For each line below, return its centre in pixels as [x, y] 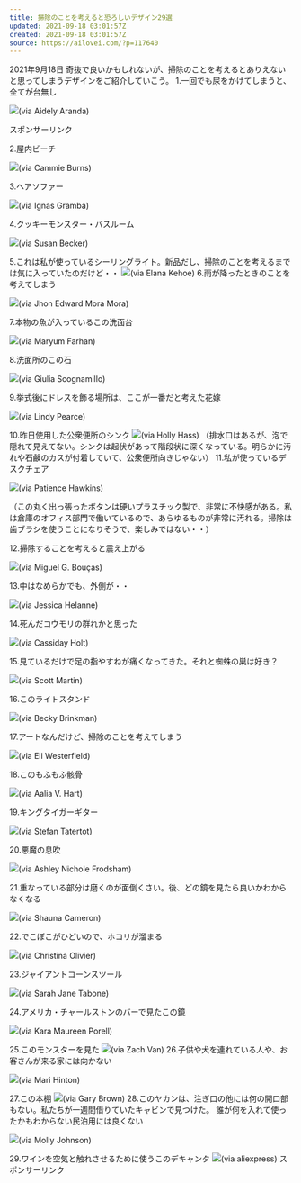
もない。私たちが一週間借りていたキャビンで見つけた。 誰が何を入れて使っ [148, 1110]
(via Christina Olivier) [58, 956]
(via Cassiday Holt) [53, 643]
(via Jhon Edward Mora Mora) [74, 303]
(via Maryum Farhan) [57, 341]
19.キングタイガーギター [54, 812]
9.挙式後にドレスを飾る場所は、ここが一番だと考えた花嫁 [115, 398]
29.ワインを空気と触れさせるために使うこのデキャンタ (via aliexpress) [143, 1159]
